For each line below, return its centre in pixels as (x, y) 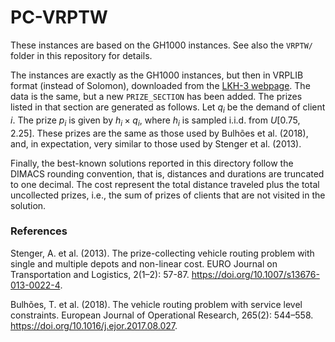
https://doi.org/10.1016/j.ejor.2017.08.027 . (94, 325)
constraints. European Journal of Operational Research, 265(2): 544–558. (162, 315)
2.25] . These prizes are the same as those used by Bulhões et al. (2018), (159, 133)
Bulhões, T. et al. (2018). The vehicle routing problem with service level (156, 304)
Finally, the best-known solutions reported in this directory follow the (152, 163)
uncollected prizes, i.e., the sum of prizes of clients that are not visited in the (168, 195)
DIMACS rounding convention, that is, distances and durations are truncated (167, 173)
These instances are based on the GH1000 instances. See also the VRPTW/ (161, 45)
